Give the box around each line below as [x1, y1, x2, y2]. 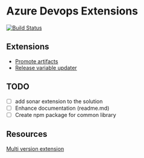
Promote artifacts [14, 57, 58, 65]
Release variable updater [14, 64, 77, 71]
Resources [6, 129, 48, 139]
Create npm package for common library [14, 111, 116, 118]
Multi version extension [6, 145, 64, 152]
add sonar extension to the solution [14, 98, 103, 105]
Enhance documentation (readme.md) [14, 104, 110, 112]
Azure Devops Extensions [6, 4, 139, 18]
